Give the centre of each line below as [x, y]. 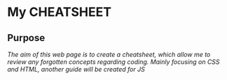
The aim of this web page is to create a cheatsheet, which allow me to [109, 54]
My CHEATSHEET [60, 12]
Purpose [26, 38]
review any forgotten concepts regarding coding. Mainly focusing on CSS [113, 62]
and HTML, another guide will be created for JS [76, 69]
